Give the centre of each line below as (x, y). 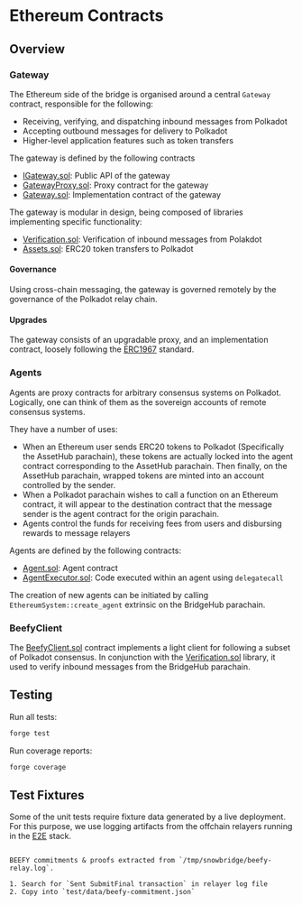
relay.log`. (32, 868)
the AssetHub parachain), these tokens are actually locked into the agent (158, 456)
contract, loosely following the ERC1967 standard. (102, 349)
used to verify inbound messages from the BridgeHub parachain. (130, 666)
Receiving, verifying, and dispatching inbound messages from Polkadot (155, 121)
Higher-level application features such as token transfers (128, 140)
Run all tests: (33, 716)
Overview (37, 49)
